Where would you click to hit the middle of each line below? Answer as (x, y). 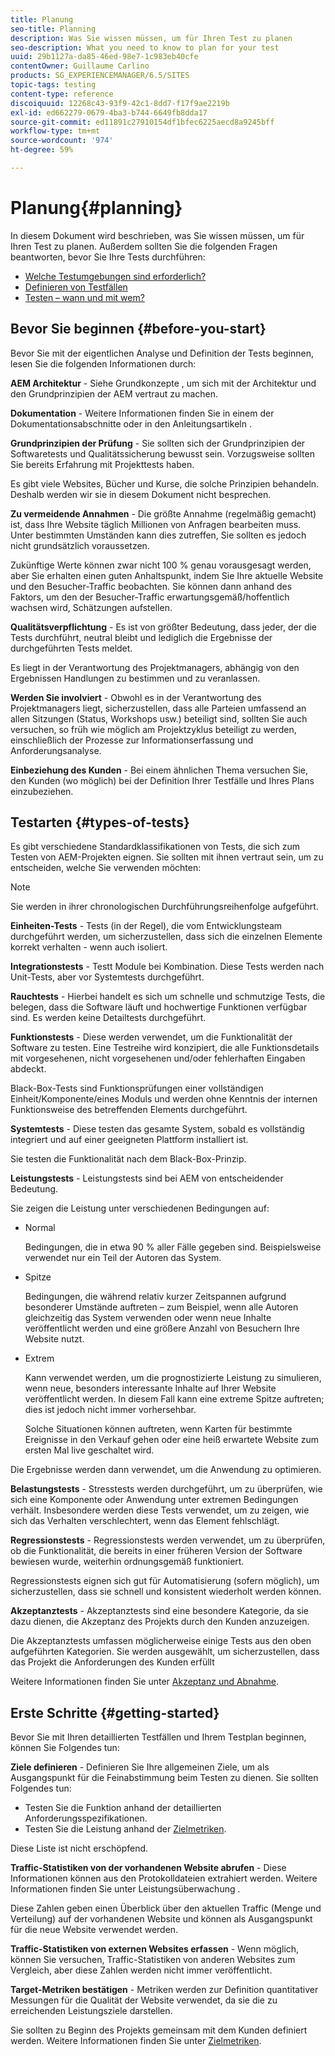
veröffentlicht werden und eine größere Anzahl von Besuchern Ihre (162, 1328)
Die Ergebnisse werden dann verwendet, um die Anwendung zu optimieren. (166, 1470)
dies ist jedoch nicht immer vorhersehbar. (110, 1410)
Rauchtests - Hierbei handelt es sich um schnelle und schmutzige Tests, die (168, 997)
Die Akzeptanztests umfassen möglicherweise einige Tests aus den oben (161, 1641)
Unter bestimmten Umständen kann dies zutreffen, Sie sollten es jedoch (158, 535)
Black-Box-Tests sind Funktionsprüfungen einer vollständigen (137, 1088)
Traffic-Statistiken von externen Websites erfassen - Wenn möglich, (155, 1949)
